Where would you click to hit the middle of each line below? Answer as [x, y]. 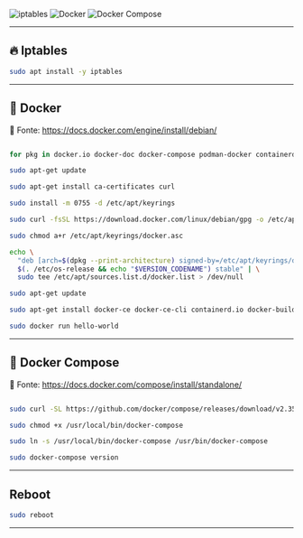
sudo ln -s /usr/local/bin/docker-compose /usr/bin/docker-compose [139, 441]
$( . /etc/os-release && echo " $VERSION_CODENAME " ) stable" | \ [139, 269]
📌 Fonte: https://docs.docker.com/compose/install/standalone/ [126, 385]
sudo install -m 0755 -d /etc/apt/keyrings [92, 203]
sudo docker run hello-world [64, 326]
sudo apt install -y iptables [66, 71]
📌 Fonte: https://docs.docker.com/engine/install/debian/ [113, 130]
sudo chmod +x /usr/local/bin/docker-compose [96, 425]
